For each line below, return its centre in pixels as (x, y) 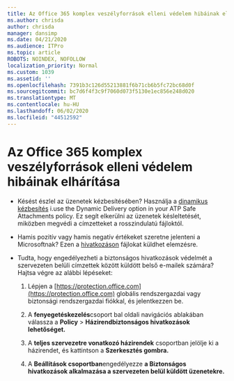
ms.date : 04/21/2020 (37, 40)
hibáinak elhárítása (64, 181)
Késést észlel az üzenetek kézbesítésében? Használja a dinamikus (112, 201)
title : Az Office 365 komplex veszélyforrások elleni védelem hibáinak (113, 14)
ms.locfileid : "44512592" (45, 117)
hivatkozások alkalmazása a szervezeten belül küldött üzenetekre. (126, 371)
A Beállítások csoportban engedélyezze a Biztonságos (107, 364)
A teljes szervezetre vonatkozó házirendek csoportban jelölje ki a (123, 343)
